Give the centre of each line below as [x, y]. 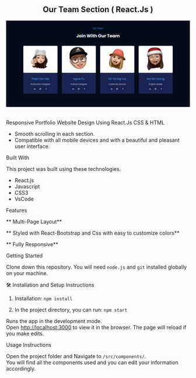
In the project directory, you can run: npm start [71, 310]
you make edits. [25, 334]
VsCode [24, 199]
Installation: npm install [43, 298]
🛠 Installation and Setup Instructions [50, 285]
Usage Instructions [29, 345]
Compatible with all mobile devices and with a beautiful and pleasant [97, 140]
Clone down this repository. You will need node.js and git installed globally [97, 267]
